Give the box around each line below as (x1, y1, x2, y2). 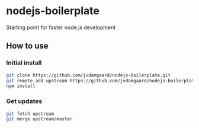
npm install (6, 83, 36, 89)
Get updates (6, 97, 43, 105)
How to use (6, 41, 49, 51)
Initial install (6, 59, 42, 67)
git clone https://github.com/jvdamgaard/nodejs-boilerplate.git (6, 72, 171, 78)
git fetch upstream (6, 111, 54, 117)
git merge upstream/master (6, 116, 73, 122)
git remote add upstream (6, 78, 68, 84)
